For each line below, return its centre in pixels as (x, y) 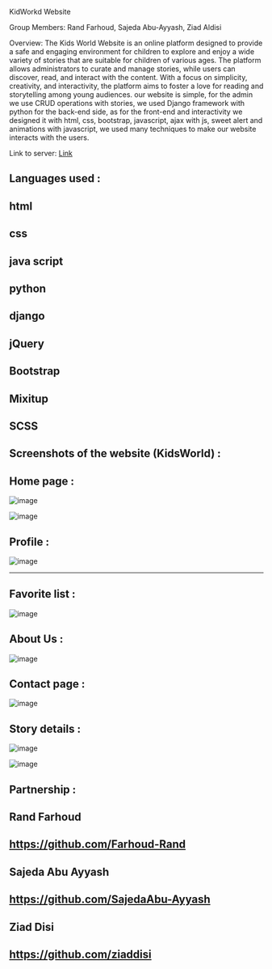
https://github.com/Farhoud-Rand (98, 844)
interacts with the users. (49, 138)
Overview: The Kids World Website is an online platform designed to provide (136, 43)
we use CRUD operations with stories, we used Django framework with (127, 103)
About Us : (36, 639)
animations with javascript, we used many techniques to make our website (133, 129)
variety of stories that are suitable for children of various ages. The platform (135, 60)
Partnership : (43, 789)
